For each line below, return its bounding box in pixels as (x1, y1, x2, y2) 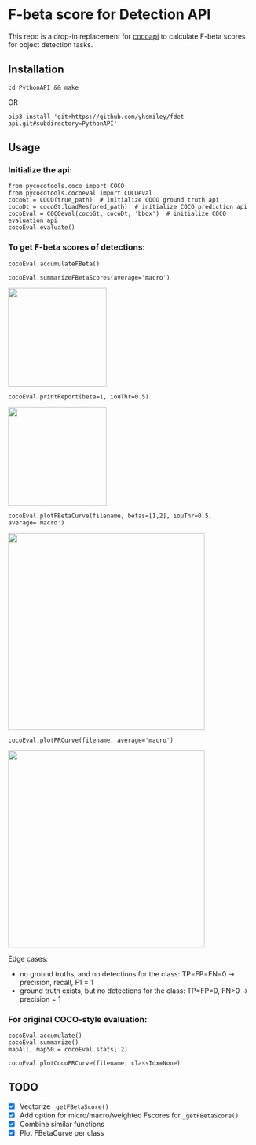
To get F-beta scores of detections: (8, 242, 146, 253)
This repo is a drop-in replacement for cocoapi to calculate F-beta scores (8, 31, 246, 41)
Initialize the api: (8, 165, 73, 176)
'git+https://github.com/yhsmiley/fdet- (53, 113, 188, 120)
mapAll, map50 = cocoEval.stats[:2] (8, 1046, 128, 1054)
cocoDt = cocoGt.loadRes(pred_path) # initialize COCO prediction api (8, 203, 247, 211)
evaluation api (8, 217, 58, 225)
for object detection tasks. (8, 39, 93, 49)
